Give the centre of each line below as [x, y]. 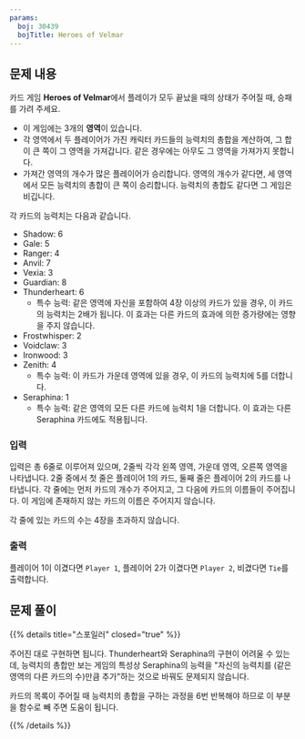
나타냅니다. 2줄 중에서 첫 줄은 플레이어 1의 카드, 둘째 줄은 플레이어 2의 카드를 [146, 478]
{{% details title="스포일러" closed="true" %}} [95, 634]
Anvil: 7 [37, 263]
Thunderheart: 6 [53, 292]
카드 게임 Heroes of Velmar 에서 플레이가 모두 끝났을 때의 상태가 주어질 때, [142, 97]
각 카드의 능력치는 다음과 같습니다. [70, 216]
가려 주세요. [40, 109]
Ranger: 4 [41, 253]
